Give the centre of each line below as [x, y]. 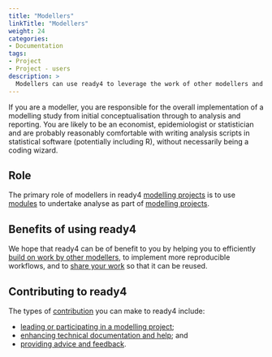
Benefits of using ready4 [72, 229]
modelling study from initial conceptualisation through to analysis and [125, 115]
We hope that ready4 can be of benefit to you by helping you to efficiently [132, 249]
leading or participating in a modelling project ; [97, 326]
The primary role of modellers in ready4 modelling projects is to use [122, 195]
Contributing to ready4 [68, 292]
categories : [28, 39]
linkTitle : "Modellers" [49, 24]
